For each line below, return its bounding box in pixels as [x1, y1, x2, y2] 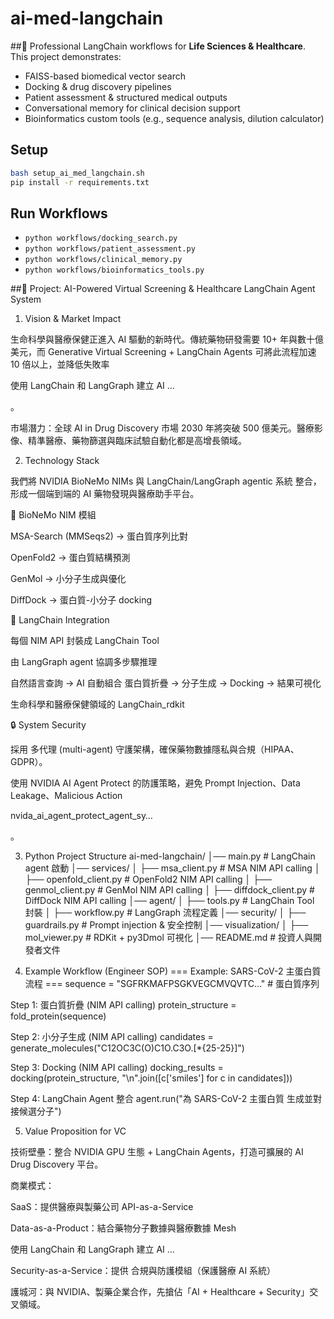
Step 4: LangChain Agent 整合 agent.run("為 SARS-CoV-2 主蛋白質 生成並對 [10, 1093, 323, 1105]
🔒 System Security [10, 719, 87, 731]
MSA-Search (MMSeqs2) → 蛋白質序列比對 [10, 530, 189, 542]
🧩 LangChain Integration [10, 614, 110, 626]
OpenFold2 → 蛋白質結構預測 [10, 552, 131, 564]
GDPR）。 [10, 756, 48, 768]
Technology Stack [24, 455, 100, 467]
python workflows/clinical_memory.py [24, 255, 183, 265]
